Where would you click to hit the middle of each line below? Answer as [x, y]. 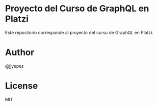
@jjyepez [14, 66]
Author [20, 53]
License [22, 86]
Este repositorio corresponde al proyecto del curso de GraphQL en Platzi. [79, 32]
